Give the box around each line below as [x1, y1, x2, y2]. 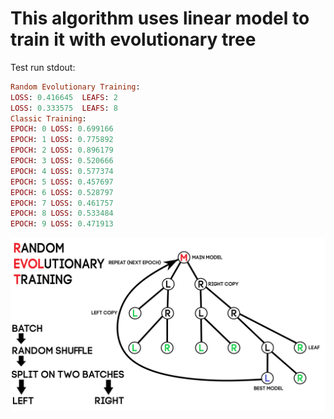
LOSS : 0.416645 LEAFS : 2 [10, 92, 118, 102]
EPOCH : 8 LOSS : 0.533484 [10, 208, 114, 219]
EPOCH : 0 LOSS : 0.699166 [10, 124, 114, 134]
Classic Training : [10, 113, 87, 124]
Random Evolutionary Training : [10, 82, 141, 92]
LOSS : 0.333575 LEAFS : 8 [10, 103, 118, 113]
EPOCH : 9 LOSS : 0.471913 [10, 219, 114, 229]
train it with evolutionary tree [10, 28, 257, 51]
